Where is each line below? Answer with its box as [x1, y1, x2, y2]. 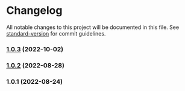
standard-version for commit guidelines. [6, 30, 106, 37]
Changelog [6, 4, 63, 17]
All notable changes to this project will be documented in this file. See [6, 24, 180, 31]
